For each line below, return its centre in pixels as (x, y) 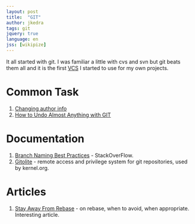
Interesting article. (37, 214)
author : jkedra (25, 23)
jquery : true (22, 34)
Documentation (45, 139)
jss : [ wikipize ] (26, 45)
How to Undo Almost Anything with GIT (63, 115)
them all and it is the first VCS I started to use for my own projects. (87, 68)
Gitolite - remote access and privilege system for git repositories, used (101, 162)
